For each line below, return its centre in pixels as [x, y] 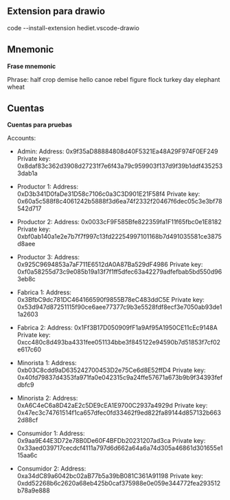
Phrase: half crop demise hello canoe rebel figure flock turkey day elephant [114, 79]
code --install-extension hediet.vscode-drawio [73, 28]
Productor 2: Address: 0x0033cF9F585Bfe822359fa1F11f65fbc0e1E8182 [119, 222]
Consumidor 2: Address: [51, 469]
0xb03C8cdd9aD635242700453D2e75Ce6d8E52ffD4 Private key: [111, 370]
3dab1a [27, 173]
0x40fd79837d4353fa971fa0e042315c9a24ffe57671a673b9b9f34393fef [120, 378]
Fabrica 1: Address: [44, 292]
